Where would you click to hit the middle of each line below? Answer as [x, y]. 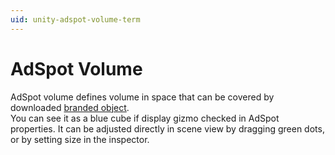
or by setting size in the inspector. [80, 139]
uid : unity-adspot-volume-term [75, 19]
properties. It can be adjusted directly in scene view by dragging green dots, [167, 128]
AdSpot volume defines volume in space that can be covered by [142, 97]
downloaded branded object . [70, 107]
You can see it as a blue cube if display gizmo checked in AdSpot [145, 118]
